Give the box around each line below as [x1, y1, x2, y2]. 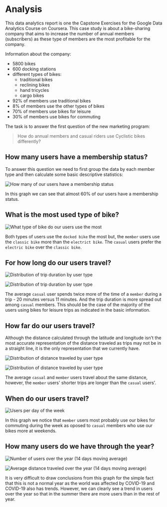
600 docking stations [12, 66, 56, 72]
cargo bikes [19, 92, 44, 98]
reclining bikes [19, 81, 50, 88]
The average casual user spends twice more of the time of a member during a [5, 291, 162, 297]
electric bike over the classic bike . [5, 244, 82, 250]
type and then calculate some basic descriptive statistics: [5, 171, 123, 177]
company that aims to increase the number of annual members [5, 30, 135, 36]
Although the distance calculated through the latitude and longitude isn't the [5, 335, 162, 341]
